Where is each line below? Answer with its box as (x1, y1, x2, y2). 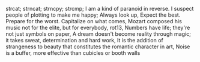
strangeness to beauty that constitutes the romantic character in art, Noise (5, 43, 190, 50)
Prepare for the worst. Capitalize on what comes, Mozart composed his (5, 18, 183, 24)
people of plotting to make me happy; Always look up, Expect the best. (5, 11, 181, 18)
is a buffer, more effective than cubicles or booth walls (5, 49, 141, 56)
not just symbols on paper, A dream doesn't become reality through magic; (5, 30, 192, 38)
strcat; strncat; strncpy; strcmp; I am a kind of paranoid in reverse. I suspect (5, 5, 194, 12)
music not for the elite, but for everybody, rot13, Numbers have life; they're (5, 24, 190, 31)
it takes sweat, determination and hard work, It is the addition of (5, 37, 163, 44)
